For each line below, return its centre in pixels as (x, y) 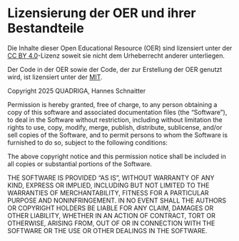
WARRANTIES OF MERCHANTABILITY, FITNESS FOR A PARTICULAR (108, 193)
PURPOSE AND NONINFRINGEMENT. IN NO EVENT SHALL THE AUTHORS (117, 200)
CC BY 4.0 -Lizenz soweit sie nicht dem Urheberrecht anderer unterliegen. (116, 56)
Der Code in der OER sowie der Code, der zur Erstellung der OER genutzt (115, 69)
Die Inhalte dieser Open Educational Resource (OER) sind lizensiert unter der (120, 48)
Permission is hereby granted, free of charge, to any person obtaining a (112, 104)
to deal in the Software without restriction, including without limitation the (115, 120)
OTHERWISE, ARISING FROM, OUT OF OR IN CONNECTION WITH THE (111, 223)
